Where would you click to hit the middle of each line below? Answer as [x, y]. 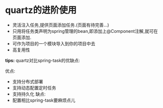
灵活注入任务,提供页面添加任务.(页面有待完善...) [61, 25]
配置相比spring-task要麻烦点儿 [44, 100]
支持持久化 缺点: [29, 94]
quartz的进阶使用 [41, 10]
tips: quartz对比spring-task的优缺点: [43, 60]
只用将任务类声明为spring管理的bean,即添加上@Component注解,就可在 [85, 31]
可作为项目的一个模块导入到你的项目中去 [54, 43]
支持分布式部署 [28, 81]
